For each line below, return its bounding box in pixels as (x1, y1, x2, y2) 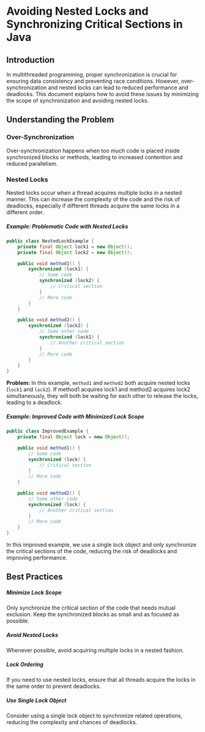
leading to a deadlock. (6, 399, 62, 406)
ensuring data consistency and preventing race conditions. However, (6, 78, 180, 84)
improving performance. (6, 554, 67, 561)
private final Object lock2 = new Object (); (17, 249, 133, 255)
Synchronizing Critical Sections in (6, 17, 183, 31)
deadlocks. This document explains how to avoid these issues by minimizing (6, 91, 199, 97)
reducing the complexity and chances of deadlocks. (6, 719, 138, 726)
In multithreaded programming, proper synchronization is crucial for (6, 71, 177, 78)
